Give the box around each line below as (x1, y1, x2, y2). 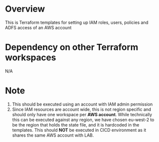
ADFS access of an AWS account (5, 24, 72, 30)
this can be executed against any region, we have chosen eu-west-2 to (12, 117, 155, 123)
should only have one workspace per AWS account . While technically (12, 111, 152, 117)
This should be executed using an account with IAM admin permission (12, 101, 153, 107)
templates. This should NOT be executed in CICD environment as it (12, 127, 146, 133)
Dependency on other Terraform (5, 42, 139, 53)
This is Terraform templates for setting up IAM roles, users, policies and (5, 19, 149, 25)
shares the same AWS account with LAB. (12, 132, 94, 138)
